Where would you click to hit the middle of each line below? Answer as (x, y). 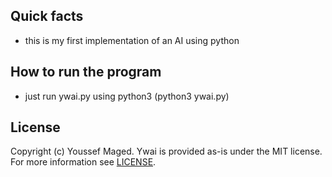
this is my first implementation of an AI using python (132, 40)
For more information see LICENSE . (83, 162)
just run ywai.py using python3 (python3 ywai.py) (127, 96)
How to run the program (86, 72)
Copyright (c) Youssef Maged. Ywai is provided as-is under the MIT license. (166, 151)
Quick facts (47, 16)
